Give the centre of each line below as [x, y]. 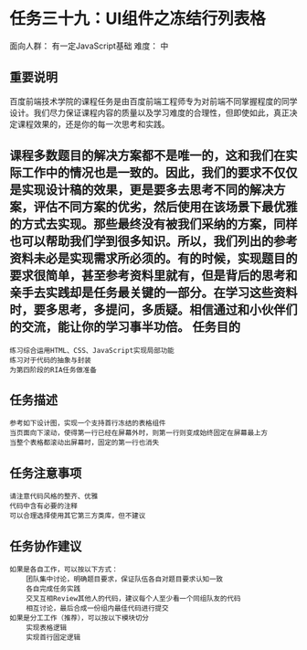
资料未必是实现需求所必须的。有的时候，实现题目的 [153, 258]
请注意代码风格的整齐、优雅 [54, 496]
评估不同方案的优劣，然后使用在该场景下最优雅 [165, 207]
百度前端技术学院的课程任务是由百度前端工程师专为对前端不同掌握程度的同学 [153, 101]
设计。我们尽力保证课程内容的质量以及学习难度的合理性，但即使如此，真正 [149, 112]
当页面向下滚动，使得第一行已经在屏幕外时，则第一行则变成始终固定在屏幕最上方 [138, 433]
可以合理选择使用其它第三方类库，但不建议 [78, 516]
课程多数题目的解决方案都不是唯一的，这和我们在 [148, 156]
